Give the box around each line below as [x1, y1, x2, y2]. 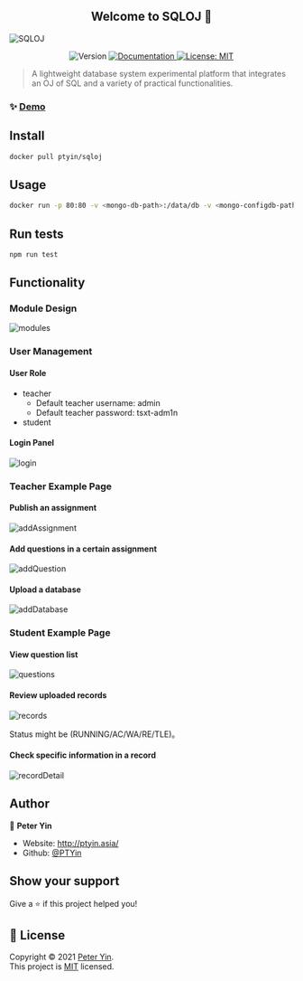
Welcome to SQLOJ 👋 [90, 9, 213, 24]
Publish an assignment [9, 503, 97, 514]
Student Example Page [9, 627, 111, 639]
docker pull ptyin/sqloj [9, 152, 103, 161]
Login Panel [9, 438, 55, 448]
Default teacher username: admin [35, 397, 161, 408]
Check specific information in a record [9, 750, 156, 760]
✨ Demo [9, 100, 46, 113]
